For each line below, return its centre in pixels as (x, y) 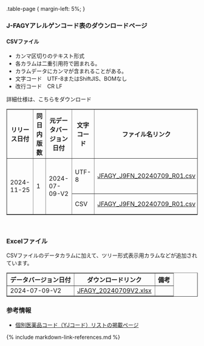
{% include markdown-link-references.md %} (63, 337)
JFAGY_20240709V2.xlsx (114, 291)
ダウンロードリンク (114, 280)
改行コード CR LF (39, 86)
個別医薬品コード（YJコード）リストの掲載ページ (77, 325)
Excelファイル (27, 241)
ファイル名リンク (147, 134)
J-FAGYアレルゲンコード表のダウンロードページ (77, 26)
